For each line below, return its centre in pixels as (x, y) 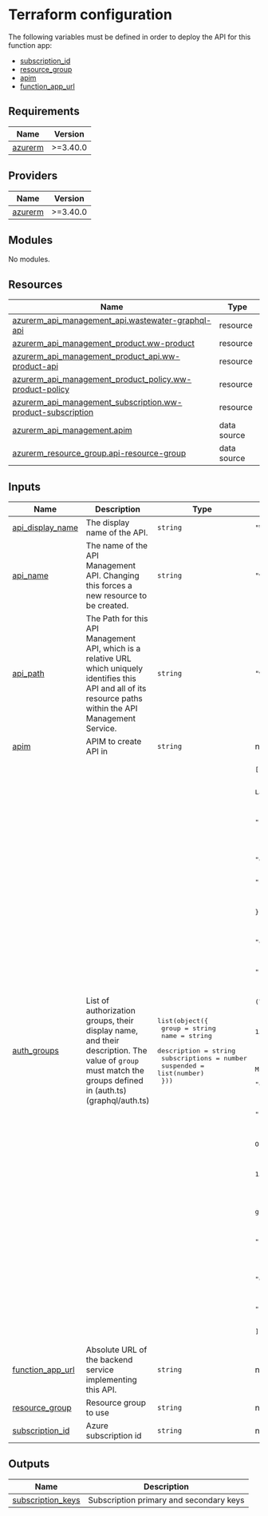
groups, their (110, 1021)
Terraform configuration (91, 15)
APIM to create (114, 741)
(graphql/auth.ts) (118, 1100)
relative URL (108, 659)
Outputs (29, 1464)
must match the (115, 1070)
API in (97, 751)
